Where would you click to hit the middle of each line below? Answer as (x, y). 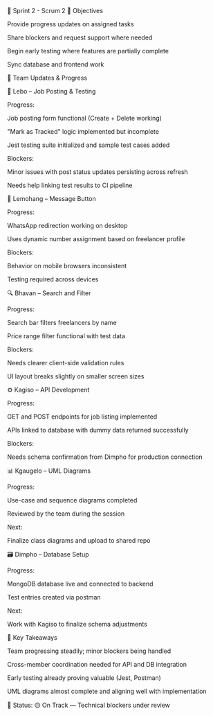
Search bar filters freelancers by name (62, 323)
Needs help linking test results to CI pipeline (70, 185)
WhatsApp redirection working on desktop (67, 226)
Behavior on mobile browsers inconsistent (67, 266)
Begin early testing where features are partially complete (88, 51)
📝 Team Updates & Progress (47, 78)
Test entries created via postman (54, 597)
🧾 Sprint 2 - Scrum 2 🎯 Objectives (55, 11)
